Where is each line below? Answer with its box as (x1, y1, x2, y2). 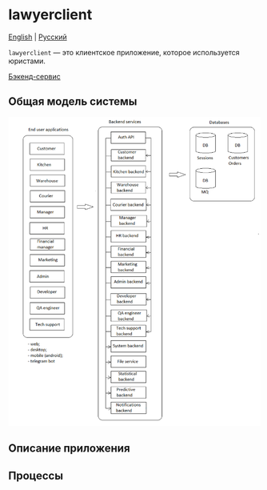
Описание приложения (8, 442, 130, 456)
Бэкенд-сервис (8, 71, 62, 81)
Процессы (8, 468, 64, 482)
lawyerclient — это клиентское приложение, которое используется (8, 47, 240, 57)
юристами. (8, 56, 46, 66)
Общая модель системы (8, 94, 137, 109)
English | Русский (8, 32, 67, 42)
